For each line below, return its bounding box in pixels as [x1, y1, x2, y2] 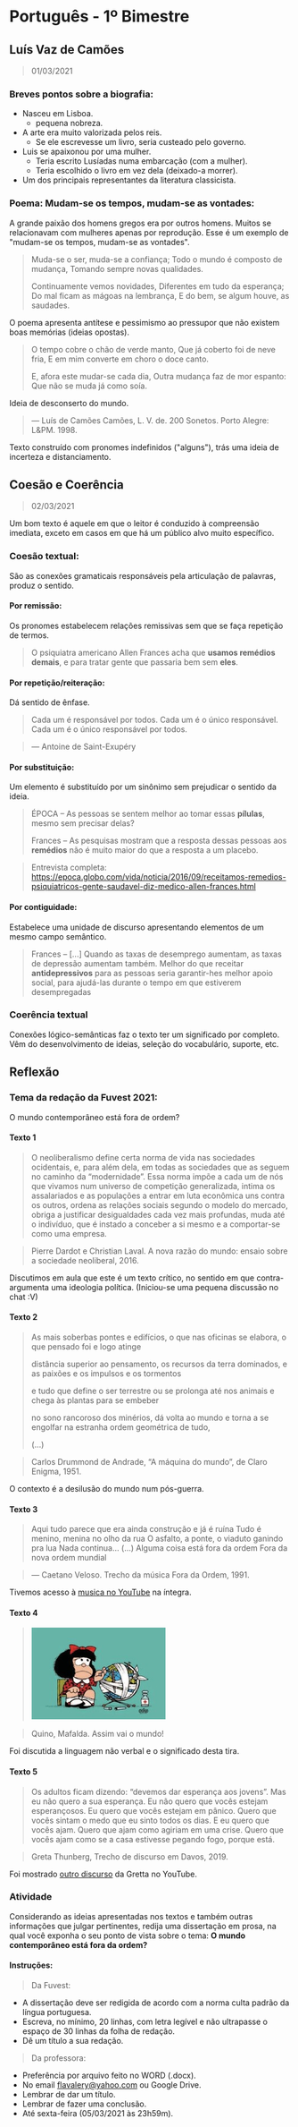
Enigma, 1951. [30, 1466, 82, 1476]
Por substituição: [9, 761, 75, 772]
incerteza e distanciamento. [9, 451, 112, 462]
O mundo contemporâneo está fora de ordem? [9, 1111, 180, 1122]
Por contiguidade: [9, 901, 78, 912]
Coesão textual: [9, 550, 79, 563]
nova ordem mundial [30, 1553, 107, 1563]
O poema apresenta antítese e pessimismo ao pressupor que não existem [9, 317, 280, 328]
